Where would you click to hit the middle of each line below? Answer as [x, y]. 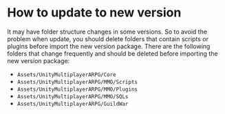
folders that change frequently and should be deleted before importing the [112, 54]
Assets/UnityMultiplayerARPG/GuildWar [73, 104]
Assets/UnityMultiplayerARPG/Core [66, 75]
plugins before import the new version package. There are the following [109, 46]
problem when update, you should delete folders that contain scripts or [108, 38]
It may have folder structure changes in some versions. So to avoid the [107, 32]
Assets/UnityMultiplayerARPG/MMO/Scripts [77, 82]
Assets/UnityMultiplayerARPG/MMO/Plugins [77, 89]
